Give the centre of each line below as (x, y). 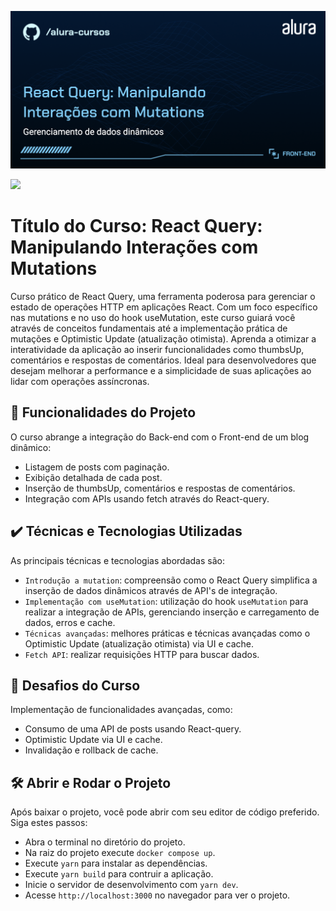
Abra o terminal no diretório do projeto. (105, 842)
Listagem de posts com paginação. (97, 467)
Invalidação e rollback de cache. (91, 750)
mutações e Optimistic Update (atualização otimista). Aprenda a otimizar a (163, 338)
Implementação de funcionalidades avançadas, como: (121, 710)
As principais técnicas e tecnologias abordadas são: (117, 560)
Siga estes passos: (49, 823)
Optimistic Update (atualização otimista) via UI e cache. (139, 643)
